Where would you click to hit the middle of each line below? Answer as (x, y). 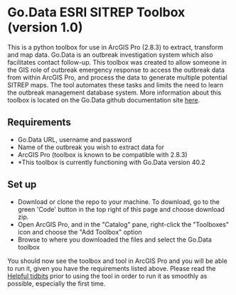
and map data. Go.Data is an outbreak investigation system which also (110, 55)
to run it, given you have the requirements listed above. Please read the (112, 268)
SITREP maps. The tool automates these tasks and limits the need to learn (116, 85)
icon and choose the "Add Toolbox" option (80, 232)
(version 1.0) (45, 27)
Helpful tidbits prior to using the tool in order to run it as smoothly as (107, 276)
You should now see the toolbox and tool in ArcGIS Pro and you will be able (117, 261)
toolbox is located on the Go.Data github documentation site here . (104, 100)
